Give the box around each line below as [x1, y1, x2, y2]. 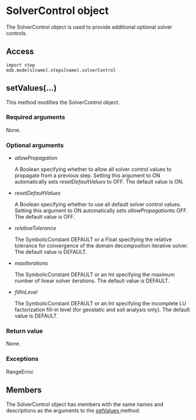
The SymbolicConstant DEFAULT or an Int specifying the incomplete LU [14, 300, 187, 307]
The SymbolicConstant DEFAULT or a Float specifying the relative [14, 236, 172, 243]
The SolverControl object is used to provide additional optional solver [6, 23, 173, 30]
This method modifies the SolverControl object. [6, 98, 120, 106]
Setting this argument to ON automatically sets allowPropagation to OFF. [14, 207, 188, 214]
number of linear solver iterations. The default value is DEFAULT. [14, 277, 170, 284]
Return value [6, 327, 43, 335]
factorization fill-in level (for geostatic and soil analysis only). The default [14, 306, 190, 314]
